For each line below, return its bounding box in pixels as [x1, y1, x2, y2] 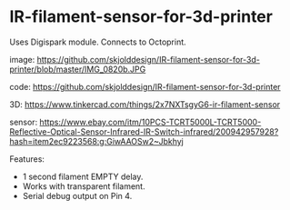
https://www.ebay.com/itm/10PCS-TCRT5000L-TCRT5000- [39, 116, 262, 127]
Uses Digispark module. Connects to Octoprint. [9, 36, 186, 47]
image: [9, 54, 35, 65]
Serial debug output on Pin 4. [22, 190, 133, 201]
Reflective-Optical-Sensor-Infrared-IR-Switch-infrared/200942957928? [9, 125, 279, 137]
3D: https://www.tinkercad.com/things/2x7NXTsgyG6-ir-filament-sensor [9, 98, 281, 110]
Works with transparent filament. [22, 180, 145, 192]
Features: [9, 153, 45, 165]
